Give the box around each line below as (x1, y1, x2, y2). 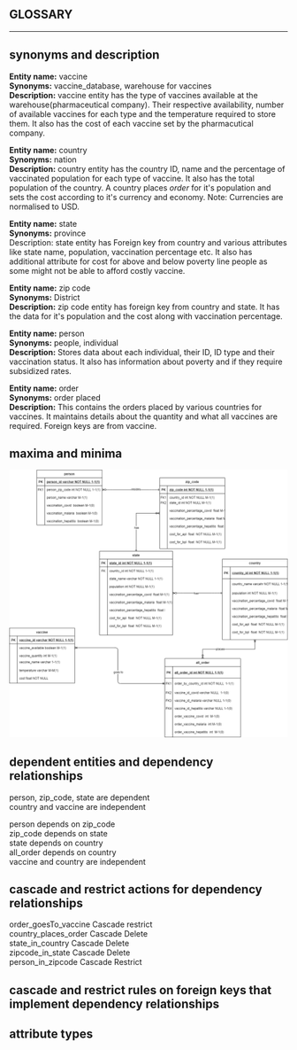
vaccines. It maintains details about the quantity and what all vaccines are (9, 411, 278, 422)
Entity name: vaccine (9, 71, 88, 82)
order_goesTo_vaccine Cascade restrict (9, 919, 153, 929)
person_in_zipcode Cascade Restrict (9, 957, 143, 968)
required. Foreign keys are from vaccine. (9, 420, 157, 431)
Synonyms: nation (9, 154, 77, 165)
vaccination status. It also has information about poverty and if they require (9, 356, 283, 367)
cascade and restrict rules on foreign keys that (9, 983, 272, 998)
